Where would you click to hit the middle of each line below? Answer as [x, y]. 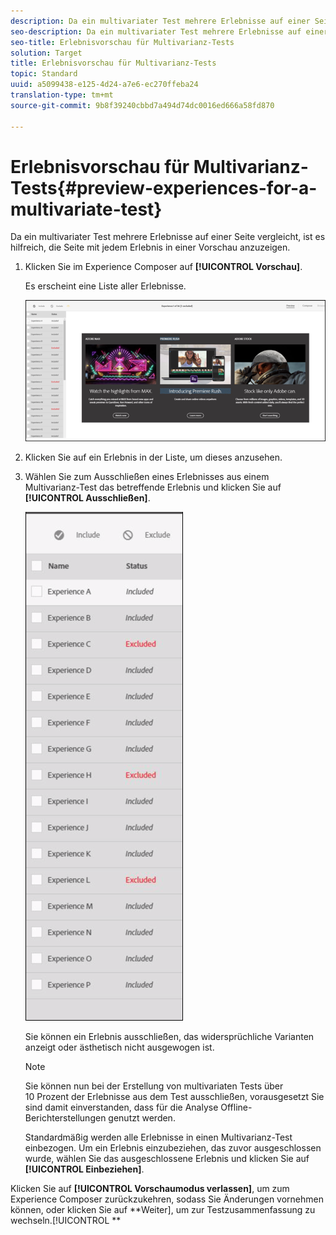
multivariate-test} [86, 209]
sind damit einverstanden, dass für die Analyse [121, 1107]
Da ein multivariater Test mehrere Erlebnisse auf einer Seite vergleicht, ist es [168, 237]
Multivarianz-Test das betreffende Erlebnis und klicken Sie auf [153, 487]
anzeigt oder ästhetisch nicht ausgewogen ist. [119, 1047]
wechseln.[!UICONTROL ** [66, 1220]
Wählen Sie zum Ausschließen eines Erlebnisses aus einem [147, 476]
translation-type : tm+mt [62, 95]
